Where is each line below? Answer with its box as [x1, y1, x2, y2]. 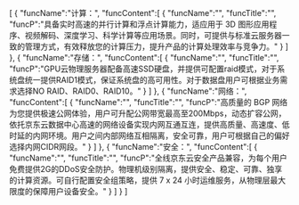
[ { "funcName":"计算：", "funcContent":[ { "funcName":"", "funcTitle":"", [9, 8, 277, 18]
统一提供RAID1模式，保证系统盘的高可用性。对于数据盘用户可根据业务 [24, 75, 280, 85]
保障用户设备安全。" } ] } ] [32, 186, 128, 196]
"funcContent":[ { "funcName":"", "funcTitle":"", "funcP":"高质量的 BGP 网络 [9, 97, 288, 107]
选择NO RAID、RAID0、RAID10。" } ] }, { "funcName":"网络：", [16, 86, 247, 96]
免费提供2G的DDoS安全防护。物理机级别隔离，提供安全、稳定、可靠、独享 [9, 164, 283, 174]
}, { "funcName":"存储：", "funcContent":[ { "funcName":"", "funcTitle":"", [9, 53, 279, 62]
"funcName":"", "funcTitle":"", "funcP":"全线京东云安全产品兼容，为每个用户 [9, 152, 287, 163]
